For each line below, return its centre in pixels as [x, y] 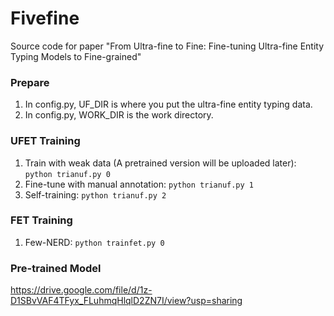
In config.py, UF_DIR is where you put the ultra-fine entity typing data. [168, 104]
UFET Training [45, 141]
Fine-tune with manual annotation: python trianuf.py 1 [139, 184]
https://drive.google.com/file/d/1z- [81, 290]
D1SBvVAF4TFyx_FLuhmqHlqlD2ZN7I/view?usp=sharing [126, 301]
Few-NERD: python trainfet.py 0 [94, 242]
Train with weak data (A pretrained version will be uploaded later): [160, 163]
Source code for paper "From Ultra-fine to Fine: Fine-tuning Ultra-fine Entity [167, 46]
